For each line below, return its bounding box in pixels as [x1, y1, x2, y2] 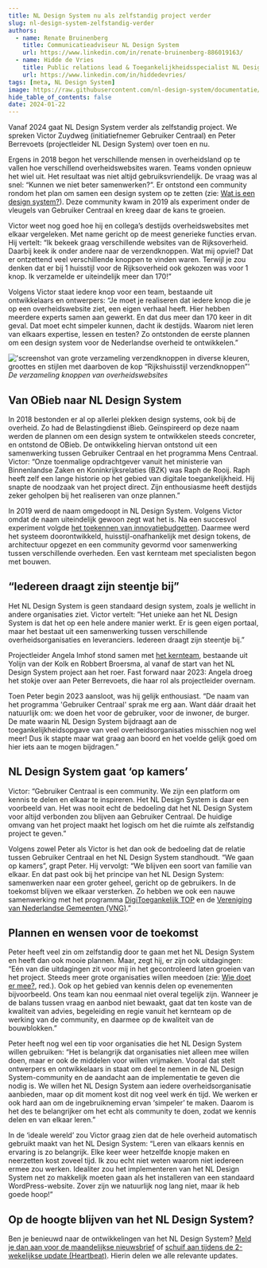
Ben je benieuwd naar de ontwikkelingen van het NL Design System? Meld [8, 1234, 252, 1243]
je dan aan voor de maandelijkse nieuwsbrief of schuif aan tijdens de [8, 1243, 234, 1252]
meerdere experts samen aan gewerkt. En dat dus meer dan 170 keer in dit [8, 312, 252, 323]
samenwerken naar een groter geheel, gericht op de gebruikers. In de [8, 878, 236, 887]
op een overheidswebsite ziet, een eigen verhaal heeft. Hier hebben [8, 304, 230, 314]
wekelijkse [8, 1251, 43, 1261]
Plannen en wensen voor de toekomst [8, 926, 199, 940]
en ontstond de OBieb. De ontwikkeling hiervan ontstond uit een [8, 440, 218, 449]
